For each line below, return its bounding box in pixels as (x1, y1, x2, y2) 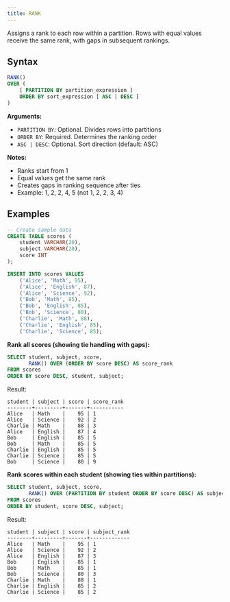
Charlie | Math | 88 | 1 (7, 577, 97, 583)
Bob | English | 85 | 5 (7, 435, 97, 442)
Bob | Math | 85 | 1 (7, 564, 97, 571)
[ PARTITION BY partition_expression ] (19, 87, 133, 94)
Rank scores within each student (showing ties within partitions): (7, 470, 196, 479)
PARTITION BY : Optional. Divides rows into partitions (16, 125, 162, 134)
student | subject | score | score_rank (7, 398, 125, 405)
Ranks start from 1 (16, 166, 68, 175)
